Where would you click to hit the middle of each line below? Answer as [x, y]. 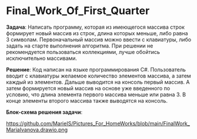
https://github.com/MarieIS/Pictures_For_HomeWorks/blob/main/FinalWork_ [98, 123]
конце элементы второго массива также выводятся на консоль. [87, 100]
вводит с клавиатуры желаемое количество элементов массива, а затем [98, 76]
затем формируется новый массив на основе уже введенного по [88, 88]
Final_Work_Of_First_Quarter [78, 11]
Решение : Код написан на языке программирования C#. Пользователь [96, 69]
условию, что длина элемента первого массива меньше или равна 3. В [96, 94]
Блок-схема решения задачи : [44, 112]
